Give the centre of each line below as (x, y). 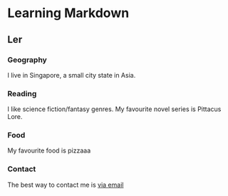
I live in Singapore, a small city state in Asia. (72, 75)
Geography (27, 60)
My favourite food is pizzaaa (49, 150)
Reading (22, 93)
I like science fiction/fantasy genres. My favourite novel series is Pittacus (114, 109)
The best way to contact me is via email (66, 185)
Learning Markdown (68, 13)
